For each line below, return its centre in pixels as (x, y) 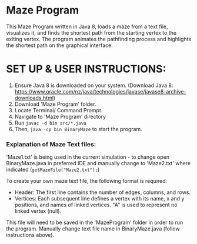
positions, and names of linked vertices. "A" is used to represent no (96, 205)
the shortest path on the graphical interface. (60, 45)
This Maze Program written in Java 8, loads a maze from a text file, (87, 26)
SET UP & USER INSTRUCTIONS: (86, 69)
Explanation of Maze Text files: (51, 144)
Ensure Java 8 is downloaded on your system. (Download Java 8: (94, 85)
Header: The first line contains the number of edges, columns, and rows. (103, 192)
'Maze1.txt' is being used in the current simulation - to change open (88, 157)
